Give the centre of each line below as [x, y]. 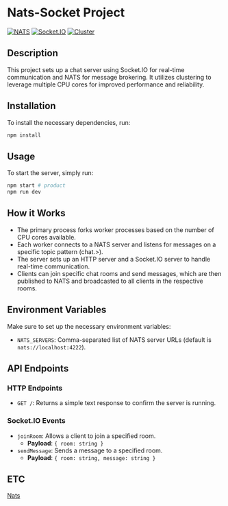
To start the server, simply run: [50, 173]
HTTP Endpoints [35, 388]
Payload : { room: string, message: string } [91, 457]
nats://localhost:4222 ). [51, 347]
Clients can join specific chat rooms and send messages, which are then [119, 273]
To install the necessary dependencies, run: [69, 122]
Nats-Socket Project [66, 13]
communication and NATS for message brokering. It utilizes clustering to [109, 77]
